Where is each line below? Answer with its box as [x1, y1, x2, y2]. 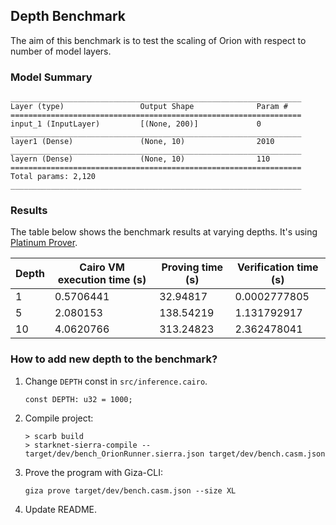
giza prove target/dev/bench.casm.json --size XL [24, 485, 237, 496]
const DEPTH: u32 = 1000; [24, 394, 133, 404]
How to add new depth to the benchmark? [10, 352, 218, 366]
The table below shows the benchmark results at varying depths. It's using [10, 226, 318, 238]
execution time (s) [57, 273, 147, 287]
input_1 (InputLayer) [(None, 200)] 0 [10, 119, 262, 129]
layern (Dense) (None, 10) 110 [10, 154, 271, 164]
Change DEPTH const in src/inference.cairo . [24, 375, 208, 387]
